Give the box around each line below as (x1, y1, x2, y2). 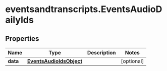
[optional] (121, 58, 144, 64)
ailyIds (5, 14, 34, 26)
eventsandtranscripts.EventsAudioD (5, 4, 162, 15)
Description (87, 49, 116, 56)
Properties (5, 34, 39, 43)
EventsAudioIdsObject (27, 58, 83, 64)
